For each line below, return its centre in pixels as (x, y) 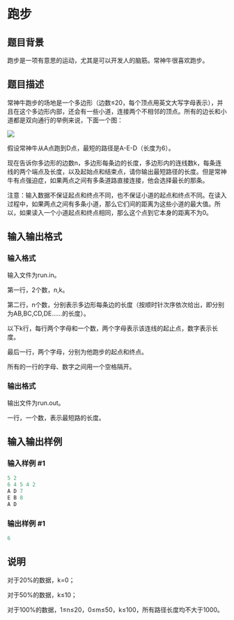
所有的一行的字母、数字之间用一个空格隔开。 (71, 367)
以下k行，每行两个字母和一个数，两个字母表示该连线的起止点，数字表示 (110, 328)
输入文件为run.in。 (34, 275)
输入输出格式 (35, 237)
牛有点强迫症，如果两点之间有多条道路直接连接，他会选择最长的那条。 (108, 180)
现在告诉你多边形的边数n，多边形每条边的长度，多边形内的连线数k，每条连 (114, 163)
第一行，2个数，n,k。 (38, 290)
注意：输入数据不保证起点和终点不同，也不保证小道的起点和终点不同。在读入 (117, 195)
